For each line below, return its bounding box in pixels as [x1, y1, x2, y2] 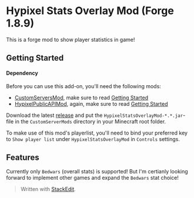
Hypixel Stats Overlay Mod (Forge [6, 4, 175, 18]
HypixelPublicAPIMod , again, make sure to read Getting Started [14, 100, 168, 107]
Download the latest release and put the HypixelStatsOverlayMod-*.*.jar [6, 112, 183, 119]
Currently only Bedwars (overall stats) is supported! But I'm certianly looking [6, 168, 188, 175]
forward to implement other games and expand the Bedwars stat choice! [6, 174, 179, 182]
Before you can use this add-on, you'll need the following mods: [6, 82, 162, 89]
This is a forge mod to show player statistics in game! [6, 36, 135, 43]
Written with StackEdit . [20, 186, 76, 193]
